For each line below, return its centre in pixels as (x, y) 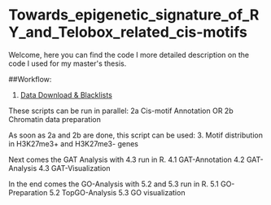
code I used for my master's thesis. (68, 63)
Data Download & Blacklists (66, 94)
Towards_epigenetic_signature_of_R (134, 15)
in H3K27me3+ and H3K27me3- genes (73, 143)
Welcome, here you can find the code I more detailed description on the (129, 55)
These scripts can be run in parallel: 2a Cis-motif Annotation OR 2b (121, 111)
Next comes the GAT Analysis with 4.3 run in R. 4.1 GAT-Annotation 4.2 (127, 159)
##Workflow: (30, 79)
